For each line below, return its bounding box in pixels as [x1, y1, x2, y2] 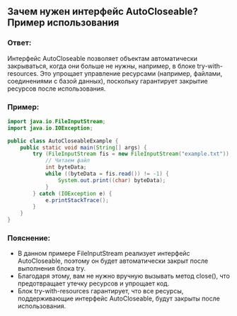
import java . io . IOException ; [7, 124, 93, 132]
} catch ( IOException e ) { [33, 190, 112, 197]
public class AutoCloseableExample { [7, 137, 119, 145]
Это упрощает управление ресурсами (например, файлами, [40, 69, 223, 77]
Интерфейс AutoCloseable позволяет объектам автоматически [7, 54, 198, 62]
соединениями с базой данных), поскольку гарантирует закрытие [7, 77, 208, 85]
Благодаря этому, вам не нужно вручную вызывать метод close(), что [17, 272, 230, 281]
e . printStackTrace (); [45, 196, 110, 204]
